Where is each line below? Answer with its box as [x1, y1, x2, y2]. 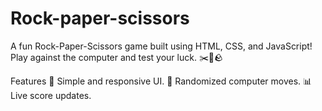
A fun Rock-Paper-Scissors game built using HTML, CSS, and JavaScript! [10, 40, 313, 52]
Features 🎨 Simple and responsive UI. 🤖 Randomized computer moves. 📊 [10, 75, 313, 87]
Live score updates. [10, 89, 92, 101]
